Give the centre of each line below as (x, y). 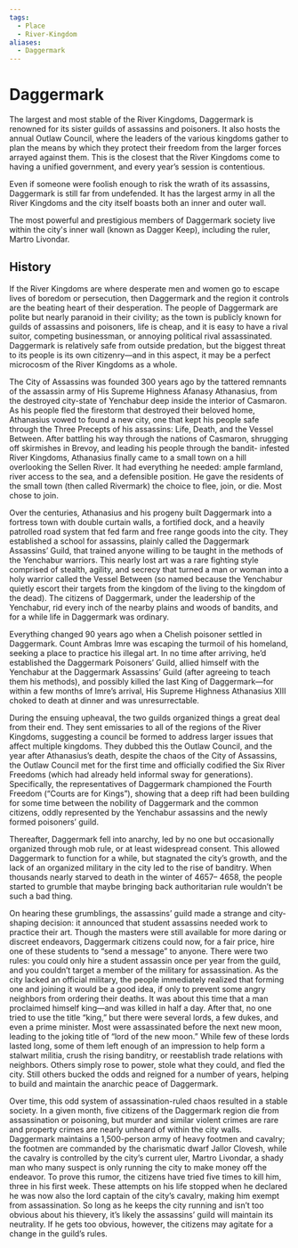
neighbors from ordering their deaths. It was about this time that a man (139, 998)
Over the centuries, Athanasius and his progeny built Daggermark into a (141, 513)
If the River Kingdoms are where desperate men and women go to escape (145, 288)
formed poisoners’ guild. (54, 822)
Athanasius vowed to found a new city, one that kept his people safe (134, 419)
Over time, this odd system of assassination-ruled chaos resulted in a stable (149, 1101)
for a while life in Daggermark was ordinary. (89, 617)
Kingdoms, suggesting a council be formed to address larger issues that (141, 736)
